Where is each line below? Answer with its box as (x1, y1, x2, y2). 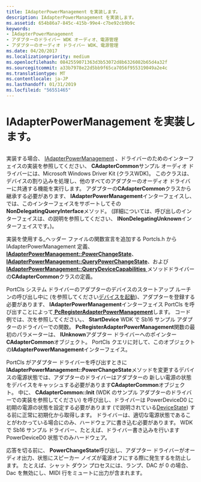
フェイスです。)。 (16, 223, 58, 230)
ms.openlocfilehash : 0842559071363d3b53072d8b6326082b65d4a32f (6, 59, 168, 65)
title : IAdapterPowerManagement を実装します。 (6, 8, 121, 15)
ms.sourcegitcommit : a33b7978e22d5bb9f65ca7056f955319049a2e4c (6, 64, 168, 71)
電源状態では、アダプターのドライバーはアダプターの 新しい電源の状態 (16, 374, 192, 381)
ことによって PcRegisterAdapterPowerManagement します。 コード (22, 308, 191, 316)
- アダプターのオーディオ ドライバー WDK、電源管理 (6, 43, 119, 49)
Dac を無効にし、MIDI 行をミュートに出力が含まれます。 (6, 469, 146, 477)
